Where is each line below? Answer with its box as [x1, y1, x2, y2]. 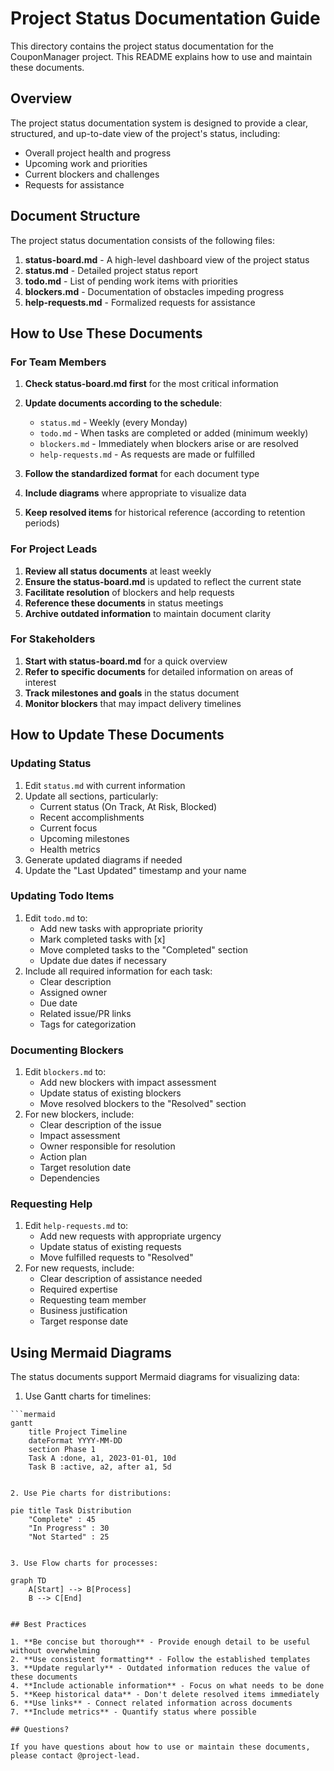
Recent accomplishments [39, 811, 145, 823]
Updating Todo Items [10, 889, 115, 903]
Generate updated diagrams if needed [24, 853, 183, 866]
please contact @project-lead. [10, 1751, 141, 1761]
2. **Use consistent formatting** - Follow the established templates [10, 1655, 311, 1665]
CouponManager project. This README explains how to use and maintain [10, 50, 313, 62]
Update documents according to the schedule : [24, 397, 223, 409]
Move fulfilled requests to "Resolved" [39, 1252, 194, 1264]
